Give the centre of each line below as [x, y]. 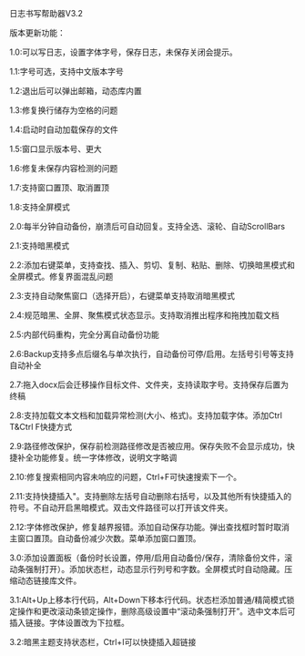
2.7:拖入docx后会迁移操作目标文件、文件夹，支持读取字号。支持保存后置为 [149, 384]
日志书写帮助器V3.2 [46, 13]
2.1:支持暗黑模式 [40, 246]
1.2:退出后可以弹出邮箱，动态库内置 [76, 91]
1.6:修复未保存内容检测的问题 [64, 168]
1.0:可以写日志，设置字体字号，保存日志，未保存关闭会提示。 [124, 52]
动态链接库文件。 [49, 580]
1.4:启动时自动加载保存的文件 [64, 129]
